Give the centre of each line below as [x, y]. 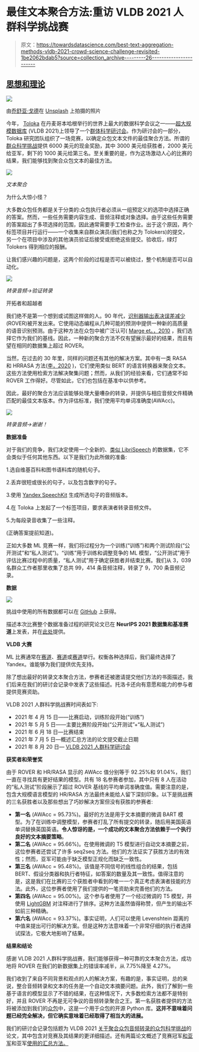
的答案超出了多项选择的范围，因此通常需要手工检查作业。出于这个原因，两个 [99, 224]
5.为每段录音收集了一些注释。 [42, 520]
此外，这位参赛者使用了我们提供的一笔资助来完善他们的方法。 [100, 889]
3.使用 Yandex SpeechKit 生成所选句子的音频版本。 [69, 494]
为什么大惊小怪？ [27, 197]
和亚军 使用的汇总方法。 [40, 1043]
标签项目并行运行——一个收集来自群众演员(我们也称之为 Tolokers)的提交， [97, 232]
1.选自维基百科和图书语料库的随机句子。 [55, 470]
